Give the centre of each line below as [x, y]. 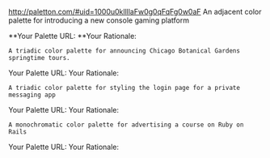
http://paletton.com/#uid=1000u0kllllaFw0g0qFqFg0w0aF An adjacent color [135, 12]
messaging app [32, 95]
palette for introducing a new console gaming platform [99, 20]
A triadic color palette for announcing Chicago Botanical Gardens [124, 51]
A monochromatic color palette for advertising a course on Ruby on [126, 125]
